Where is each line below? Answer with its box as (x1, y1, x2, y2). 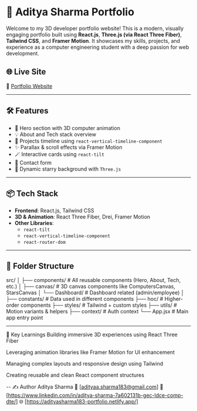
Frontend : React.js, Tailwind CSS (14, 207, 95, 214)
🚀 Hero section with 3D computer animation (14, 124, 120, 131)
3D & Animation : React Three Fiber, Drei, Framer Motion (14, 213, 151, 220)
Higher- (164, 296, 184, 303)
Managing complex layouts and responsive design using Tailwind (6, 360, 163, 367)
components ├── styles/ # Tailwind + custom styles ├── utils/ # (20, 301, 177, 309)
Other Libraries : (14, 220, 54, 227)
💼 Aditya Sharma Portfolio (6, 5, 135, 19)
